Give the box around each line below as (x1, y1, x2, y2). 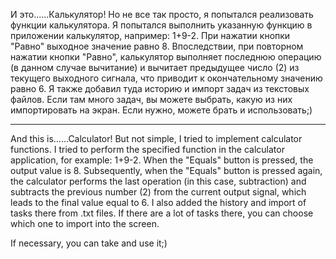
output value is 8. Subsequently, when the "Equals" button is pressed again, (10, 165, 323, 176)
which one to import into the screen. (10, 218, 160, 229)
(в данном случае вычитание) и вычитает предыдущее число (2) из (10, 62, 300, 73)
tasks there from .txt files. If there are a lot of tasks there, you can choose (10, 207, 314, 219)
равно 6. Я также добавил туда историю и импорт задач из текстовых (10, 83, 310, 94)
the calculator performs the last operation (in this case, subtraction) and (10, 175, 307, 187)
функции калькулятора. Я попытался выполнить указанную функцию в (10, 19, 313, 31)
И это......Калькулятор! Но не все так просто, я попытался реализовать (10, 9, 314, 20)
